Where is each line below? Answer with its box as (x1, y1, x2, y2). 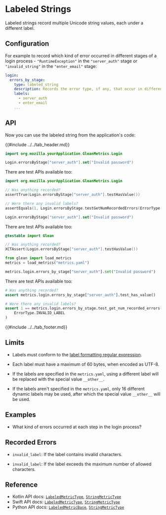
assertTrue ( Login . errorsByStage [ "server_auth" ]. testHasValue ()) (5, 192, 140, 197)
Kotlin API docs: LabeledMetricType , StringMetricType (12, 494, 122, 500)
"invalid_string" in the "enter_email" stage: (5, 63, 97, 69)
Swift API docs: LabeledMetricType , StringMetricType (12, 499, 120, 505)
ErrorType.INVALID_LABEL (14, 311, 65, 316)
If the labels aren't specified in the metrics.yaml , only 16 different (12, 386, 145, 392)
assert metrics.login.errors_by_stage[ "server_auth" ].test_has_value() (5, 292, 156, 297)
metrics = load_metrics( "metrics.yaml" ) (5, 260, 90, 266)
